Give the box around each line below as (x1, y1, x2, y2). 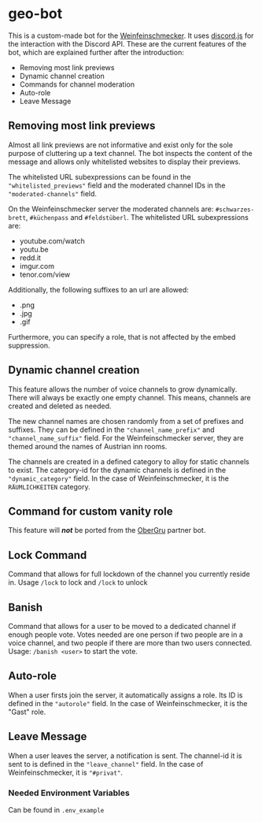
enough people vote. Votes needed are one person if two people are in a (8, 630, 244, 639)
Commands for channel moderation (19, 80, 135, 89)
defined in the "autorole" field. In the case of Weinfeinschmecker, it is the (8, 698, 248, 708)
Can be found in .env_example (8, 805, 105, 814)
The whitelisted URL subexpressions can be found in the (8, 172, 191, 181)
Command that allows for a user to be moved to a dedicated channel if (8, 622, 237, 630)
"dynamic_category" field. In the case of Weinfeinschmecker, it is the (8, 474, 230, 483)
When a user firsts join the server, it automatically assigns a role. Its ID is (8, 690, 243, 700)
